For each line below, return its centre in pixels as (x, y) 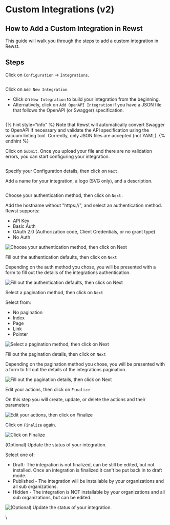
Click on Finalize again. (31, 425)
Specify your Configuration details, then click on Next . (62, 171)
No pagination (27, 312)
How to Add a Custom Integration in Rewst (74, 29)
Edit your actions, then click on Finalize (48, 389)
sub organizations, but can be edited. (52, 497)
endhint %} (17, 141)
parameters (17, 405)
